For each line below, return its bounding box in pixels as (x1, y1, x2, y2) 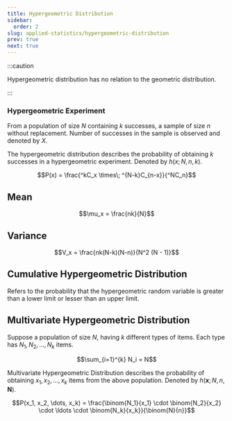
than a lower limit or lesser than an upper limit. (7, 294, 140, 303)
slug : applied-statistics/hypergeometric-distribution (7, 29, 169, 37)
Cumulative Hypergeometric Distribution (7, 269, 188, 280)
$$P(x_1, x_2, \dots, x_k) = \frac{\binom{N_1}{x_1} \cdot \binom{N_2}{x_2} (12, 399, 222, 407)
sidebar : (7, 17, 33, 24)
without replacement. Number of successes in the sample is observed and (7, 129, 220, 138)
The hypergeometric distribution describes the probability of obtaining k (7, 150, 214, 159)
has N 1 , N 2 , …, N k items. (7, 340, 74, 350)
